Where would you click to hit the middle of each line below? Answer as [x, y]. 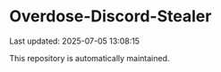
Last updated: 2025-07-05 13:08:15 [75, 41]
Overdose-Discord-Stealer [110, 16]
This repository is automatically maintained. [89, 58]
